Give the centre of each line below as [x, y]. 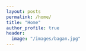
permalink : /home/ [29, 17]
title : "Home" [24, 22]
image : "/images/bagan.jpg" [46, 39]
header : [16, 33]
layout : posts [24, 11]
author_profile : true [33, 28]
